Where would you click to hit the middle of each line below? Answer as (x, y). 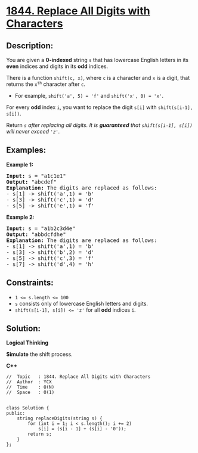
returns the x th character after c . (46, 84)
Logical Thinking (27, 343)
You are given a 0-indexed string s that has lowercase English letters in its (98, 60)
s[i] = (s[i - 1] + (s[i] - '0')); (82, 429)
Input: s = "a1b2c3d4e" (41, 228)
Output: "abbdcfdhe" (36, 234)
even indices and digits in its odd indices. (57, 66)
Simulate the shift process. (39, 354)
